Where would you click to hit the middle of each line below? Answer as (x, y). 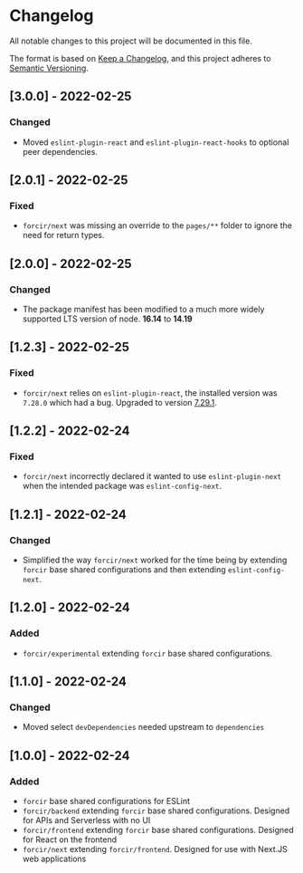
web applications (54, 859)
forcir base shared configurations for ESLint (106, 801)
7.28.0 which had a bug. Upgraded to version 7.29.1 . (119, 402)
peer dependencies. (60, 151)
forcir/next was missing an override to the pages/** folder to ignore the (157, 225)
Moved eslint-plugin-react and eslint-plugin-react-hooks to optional (156, 142)
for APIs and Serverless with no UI (86, 820)
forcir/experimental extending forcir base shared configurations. (147, 653)
